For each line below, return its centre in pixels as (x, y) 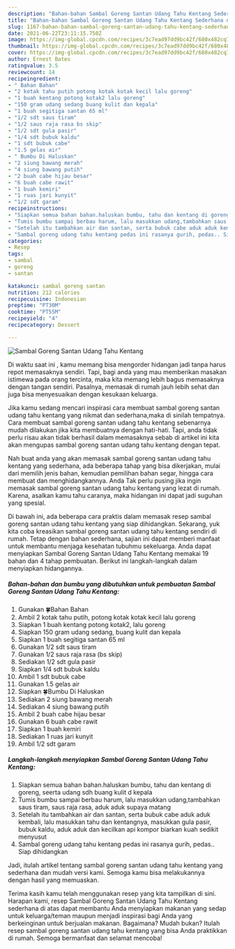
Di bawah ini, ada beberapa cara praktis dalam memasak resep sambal (109, 516)
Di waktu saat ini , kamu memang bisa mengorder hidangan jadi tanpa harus (117, 365)
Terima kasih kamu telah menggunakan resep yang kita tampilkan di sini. (112, 893)
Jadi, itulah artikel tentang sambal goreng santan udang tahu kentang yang (115, 865)
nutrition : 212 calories (44, 293)
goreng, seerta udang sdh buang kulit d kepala (85, 792)
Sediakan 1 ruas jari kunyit (55, 736)
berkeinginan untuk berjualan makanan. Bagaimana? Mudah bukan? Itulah (114, 923)
